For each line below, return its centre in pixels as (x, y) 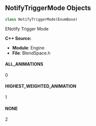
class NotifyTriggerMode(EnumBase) (41, 19)
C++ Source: (18, 38)
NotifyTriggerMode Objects (48, 8)
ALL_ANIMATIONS (24, 64)
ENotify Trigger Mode (27, 28)
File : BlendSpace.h (31, 53)
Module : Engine (28, 48)
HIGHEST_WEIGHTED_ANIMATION (41, 86)
